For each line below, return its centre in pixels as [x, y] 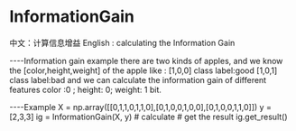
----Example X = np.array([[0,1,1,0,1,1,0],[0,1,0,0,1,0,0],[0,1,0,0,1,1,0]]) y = [141, 107]
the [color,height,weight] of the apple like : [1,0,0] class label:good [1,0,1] [143, 70]
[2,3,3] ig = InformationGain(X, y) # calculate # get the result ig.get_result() [148, 117]
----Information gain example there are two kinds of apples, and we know [146, 61]
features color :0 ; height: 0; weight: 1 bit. [86, 89]
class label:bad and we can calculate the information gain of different [138, 80]
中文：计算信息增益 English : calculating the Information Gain [122, 42]
